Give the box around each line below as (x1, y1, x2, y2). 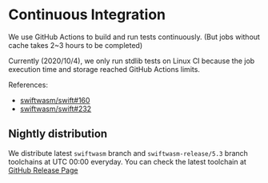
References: (8, 80, 48, 90)
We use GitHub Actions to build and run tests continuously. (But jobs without (8, 32, 260, 42)
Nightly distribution (8, 127, 108, 141)
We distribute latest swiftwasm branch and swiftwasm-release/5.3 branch (8, 148, 248, 157)
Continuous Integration (8, 6, 166, 24)
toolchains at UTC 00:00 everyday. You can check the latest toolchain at (8, 157, 246, 166)
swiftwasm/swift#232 (19, 104, 92, 113)
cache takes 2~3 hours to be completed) (8, 40, 143, 50)
